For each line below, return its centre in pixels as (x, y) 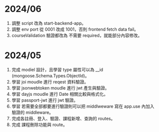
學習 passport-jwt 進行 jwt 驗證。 (45, 100)
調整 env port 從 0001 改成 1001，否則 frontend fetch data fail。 (75, 29)
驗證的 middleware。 (33, 112)
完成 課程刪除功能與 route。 (39, 124)
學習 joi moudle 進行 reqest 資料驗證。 (50, 82)
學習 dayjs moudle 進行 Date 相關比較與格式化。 (60, 94)
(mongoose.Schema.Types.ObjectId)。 (50, 76)
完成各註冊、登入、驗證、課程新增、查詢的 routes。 (63, 118)
